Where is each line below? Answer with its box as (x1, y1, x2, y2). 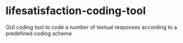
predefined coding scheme (5, 29, 72, 37)
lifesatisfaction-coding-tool (5, 4, 146, 18)
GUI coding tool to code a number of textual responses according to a (5, 24, 177, 31)
